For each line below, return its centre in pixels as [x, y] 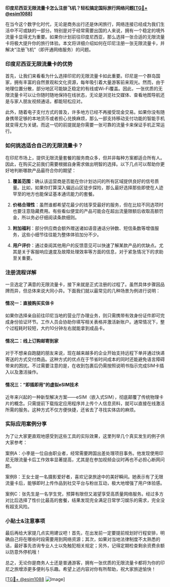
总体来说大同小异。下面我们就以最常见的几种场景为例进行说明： [94, 290]
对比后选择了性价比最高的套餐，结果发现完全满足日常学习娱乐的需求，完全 [83, 500]
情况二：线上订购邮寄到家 [32, 341]
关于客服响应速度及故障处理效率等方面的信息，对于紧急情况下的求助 [92, 251]
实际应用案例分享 [26, 424]
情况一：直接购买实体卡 [30, 303]
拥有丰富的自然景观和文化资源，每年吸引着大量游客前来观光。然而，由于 [89, 82]
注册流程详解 [21, 272]
